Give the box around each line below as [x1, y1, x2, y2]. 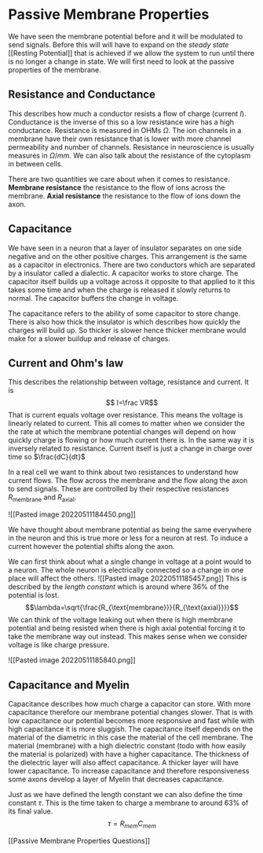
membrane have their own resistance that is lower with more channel [8, 134, 232, 143]
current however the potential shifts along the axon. [8, 542, 175, 551]
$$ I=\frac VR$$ [105, 398, 159, 407]
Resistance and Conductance [8, 88, 155, 102]
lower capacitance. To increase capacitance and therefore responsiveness [8, 766, 250, 775]
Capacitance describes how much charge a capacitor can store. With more [8, 699, 251, 708]
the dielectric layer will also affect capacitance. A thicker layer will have [8, 758, 239, 767]
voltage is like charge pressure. [8, 640, 110, 650]
